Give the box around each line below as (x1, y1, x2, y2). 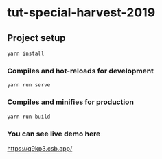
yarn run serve (7, 82, 51, 88)
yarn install (7, 50, 45, 57)
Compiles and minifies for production (7, 97, 134, 107)
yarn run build (7, 113, 51, 120)
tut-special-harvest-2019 (7, 5, 156, 21)
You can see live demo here (7, 129, 101, 138)
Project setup (7, 32, 67, 44)
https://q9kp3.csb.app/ (7, 144, 73, 152)
